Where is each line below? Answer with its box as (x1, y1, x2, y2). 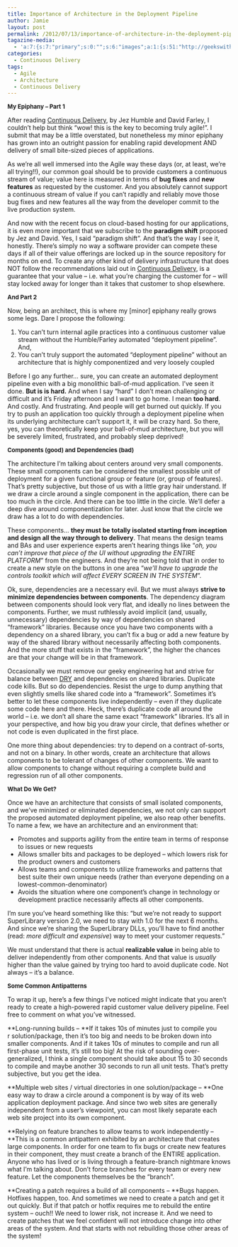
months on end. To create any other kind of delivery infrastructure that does (7, 257, 229, 265)
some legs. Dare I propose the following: (7, 314, 125, 323)
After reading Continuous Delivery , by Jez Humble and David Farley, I (7, 116, 210, 124)
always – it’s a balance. (7, 968, 74, 977)
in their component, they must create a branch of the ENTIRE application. (7, 1150, 221, 1159)
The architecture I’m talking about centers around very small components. (7, 459, 223, 468)
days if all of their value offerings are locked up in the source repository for (7, 250, 226, 258)
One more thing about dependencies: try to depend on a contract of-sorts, (7, 741, 225, 750)
